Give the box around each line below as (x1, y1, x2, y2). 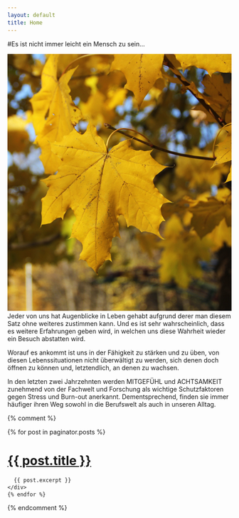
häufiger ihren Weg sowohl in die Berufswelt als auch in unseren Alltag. (7, 400, 216, 408)
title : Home (7, 19, 43, 26)
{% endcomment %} (7, 504, 68, 512)
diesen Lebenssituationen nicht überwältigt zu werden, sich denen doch (7, 355, 219, 364)
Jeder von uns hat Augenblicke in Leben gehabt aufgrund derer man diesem (7, 311, 231, 320)
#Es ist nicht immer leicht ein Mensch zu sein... (7, 39, 146, 48)
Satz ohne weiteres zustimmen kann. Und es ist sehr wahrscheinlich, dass (7, 319, 225, 327)
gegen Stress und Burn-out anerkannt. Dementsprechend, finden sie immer (7, 392, 229, 401)
